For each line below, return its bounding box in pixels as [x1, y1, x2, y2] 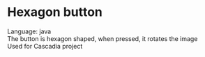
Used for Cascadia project [7, 42, 83, 50]
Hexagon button [7, 4, 103, 20]
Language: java [7, 27, 52, 35]
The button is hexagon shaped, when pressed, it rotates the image [7, 34, 198, 42]
